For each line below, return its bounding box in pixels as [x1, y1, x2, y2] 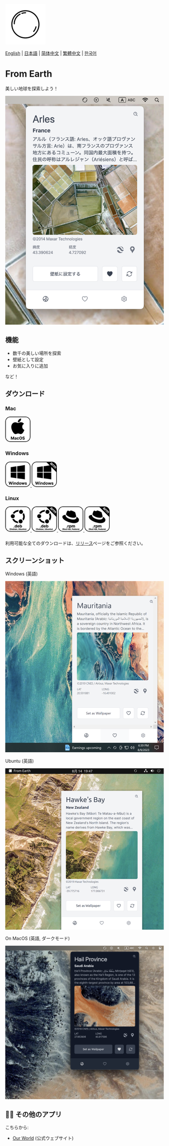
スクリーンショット [5, 556, 64, 565]
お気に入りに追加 [12, 363, 48, 369]
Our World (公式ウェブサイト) [12, 1135, 74, 1141]
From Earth [5, 68, 52, 80]
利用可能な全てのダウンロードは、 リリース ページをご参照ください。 [5, 540, 146, 546]
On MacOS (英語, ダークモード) [5, 935, 70, 941]
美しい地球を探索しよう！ [5, 85, 58, 91]
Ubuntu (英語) [5, 758, 34, 764]
